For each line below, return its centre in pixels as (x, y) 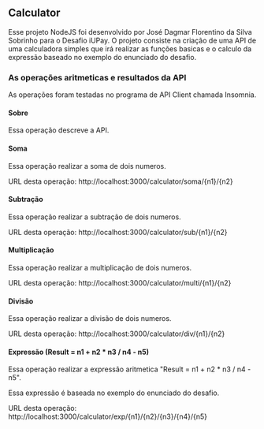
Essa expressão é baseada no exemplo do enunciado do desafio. (114, 393)
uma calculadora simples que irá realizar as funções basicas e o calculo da (130, 48)
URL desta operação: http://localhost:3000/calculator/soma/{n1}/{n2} (121, 181)
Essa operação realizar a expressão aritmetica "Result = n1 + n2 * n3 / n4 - (130, 369)
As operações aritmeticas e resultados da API (97, 77)
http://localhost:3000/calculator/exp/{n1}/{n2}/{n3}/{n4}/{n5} (108, 416)
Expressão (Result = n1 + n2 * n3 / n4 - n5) (79, 352)
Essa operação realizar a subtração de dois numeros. (95, 217)
